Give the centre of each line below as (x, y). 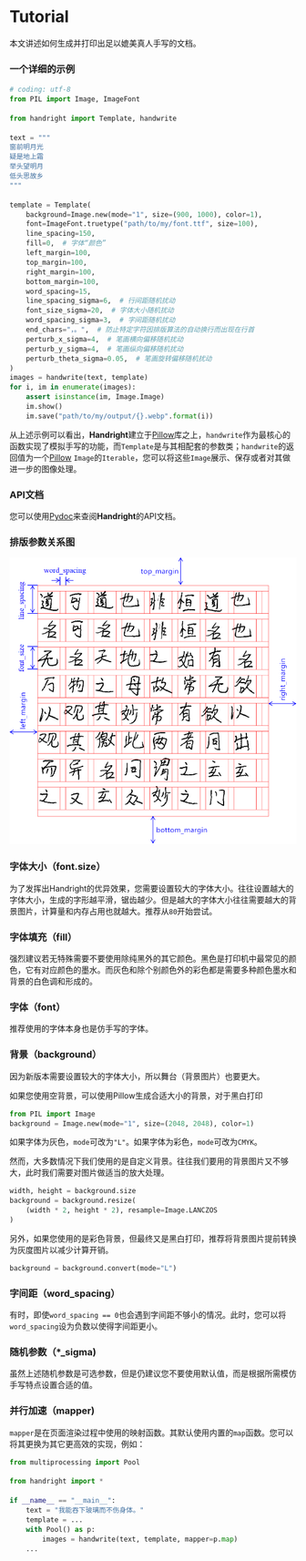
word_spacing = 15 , (59, 291)
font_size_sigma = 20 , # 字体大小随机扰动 (100, 311)
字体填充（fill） (43, 937)
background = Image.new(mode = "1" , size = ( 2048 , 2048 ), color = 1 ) (132, 1123)
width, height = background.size (73, 1191)
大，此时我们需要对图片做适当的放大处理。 (89, 1173)
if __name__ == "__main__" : (63, 1501)
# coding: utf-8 (40, 90)
